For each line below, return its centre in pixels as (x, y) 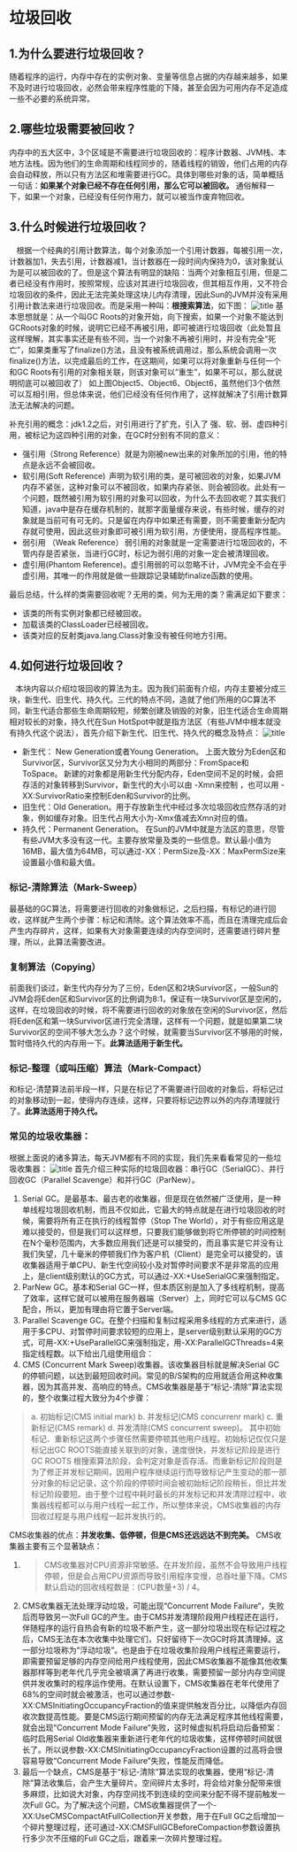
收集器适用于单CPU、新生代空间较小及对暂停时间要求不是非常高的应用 (150, 1265)
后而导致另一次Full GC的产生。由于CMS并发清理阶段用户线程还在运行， (152, 1617)
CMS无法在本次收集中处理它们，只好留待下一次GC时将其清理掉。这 (161, 1639)
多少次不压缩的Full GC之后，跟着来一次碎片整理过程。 (128, 1838)
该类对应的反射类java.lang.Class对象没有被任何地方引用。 (127, 635)
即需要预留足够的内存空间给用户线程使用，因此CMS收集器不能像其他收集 (155, 1661)
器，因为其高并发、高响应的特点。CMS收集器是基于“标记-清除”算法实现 (152, 1386)
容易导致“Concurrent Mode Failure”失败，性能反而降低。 (125, 1760)
